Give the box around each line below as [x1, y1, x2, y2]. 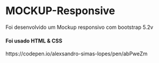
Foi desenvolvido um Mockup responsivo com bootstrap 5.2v [5, 24, 154, 31]
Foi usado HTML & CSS [5, 37, 63, 44]
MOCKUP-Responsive [5, 4, 116, 18]
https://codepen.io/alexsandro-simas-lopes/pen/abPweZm [5, 50, 148, 57]
